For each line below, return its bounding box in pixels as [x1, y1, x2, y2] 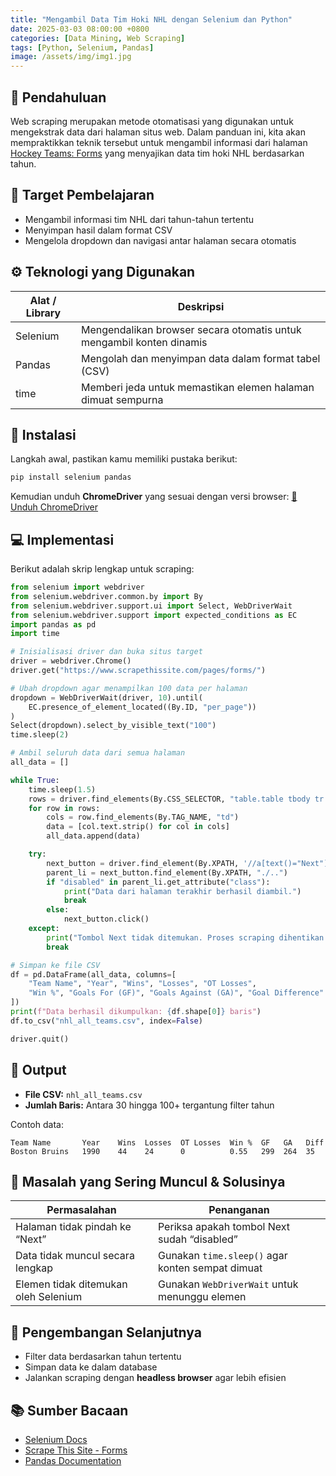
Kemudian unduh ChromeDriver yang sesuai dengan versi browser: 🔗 [10, 491, 298, 503]
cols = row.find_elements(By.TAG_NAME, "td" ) [46, 812, 240, 823]
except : [28, 924, 60, 934]
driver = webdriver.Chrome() [10, 656, 132, 666]
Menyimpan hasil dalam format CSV [24, 224, 173, 236]
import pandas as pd [10, 619, 97, 630]
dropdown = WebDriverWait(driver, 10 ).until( [10, 692, 203, 703]
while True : [10, 775, 60, 785]
